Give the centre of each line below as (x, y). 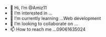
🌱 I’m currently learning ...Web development (56, 18)
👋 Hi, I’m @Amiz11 (28, 8)
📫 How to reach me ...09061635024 (48, 29)
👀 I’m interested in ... (31, 13)
